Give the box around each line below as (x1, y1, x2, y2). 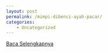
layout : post (6, 8, 38, 14)
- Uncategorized (16, 24, 56, 31)
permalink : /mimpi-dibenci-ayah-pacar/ (6, 14, 103, 20)
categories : (6, 19, 35, 25)
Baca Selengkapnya (6, 40, 54, 47)
